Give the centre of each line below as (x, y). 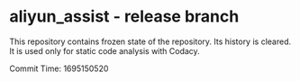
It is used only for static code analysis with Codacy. (105, 50)
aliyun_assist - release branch (124, 17)
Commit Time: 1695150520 (59, 68)
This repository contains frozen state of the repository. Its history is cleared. (150, 41)
